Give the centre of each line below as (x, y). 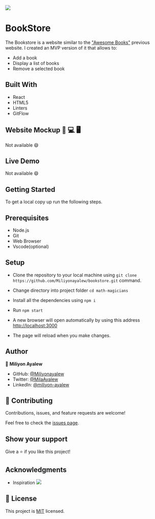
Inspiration (24, 483)
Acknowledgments (36, 470)
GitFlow (21, 113)
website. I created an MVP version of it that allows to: (61, 48)
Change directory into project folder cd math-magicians (70, 290)
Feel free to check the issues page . (42, 423)
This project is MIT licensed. (35, 511)
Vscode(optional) (31, 246)
